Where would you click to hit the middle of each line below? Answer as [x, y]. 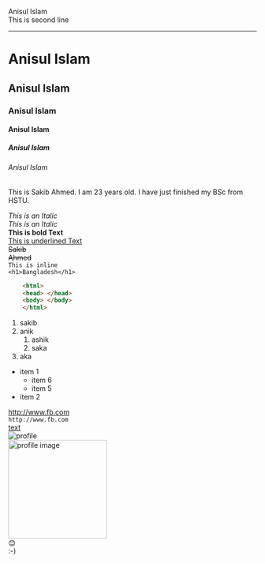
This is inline [33, 265]
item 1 [29, 372]
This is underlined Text [45, 241]
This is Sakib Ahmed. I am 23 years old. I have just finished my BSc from [125, 192]
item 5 [42, 388]
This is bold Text [36, 232]
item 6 [42, 380]
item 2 [30, 397]
